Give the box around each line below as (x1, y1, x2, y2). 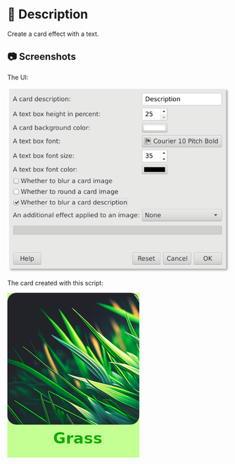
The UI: (7, 73, 29, 82)
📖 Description (7, 6, 89, 22)
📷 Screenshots (7, 51, 76, 63)
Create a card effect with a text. (7, 30, 99, 38)
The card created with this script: (7, 278, 103, 287)
